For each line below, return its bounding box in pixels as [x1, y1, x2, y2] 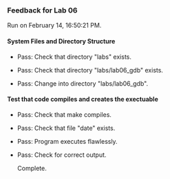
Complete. [17, 164, 47, 172]
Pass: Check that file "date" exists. [17, 124, 116, 132]
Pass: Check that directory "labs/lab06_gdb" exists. [17, 66, 164, 74]
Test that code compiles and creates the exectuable [7, 95, 158, 104]
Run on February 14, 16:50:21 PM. [7, 21, 102, 30]
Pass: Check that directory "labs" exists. [17, 53, 132, 61]
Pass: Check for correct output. [17, 151, 107, 159]
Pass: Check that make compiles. [17, 110, 112, 119]
